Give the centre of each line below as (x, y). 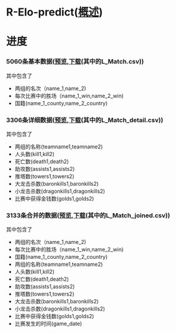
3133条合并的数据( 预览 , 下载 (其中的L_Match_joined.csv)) (88, 215)
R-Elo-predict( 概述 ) (55, 12)
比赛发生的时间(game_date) (48, 324)
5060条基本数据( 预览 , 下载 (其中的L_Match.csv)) (75, 62)
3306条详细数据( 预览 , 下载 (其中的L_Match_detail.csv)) (85, 120)
